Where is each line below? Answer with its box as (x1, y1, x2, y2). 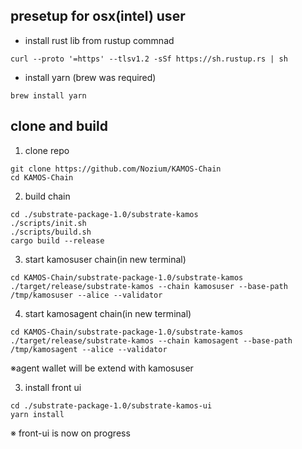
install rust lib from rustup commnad (24, 34, 175, 46)
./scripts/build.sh (10, 227, 92, 237)
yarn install (10, 409, 65, 419)
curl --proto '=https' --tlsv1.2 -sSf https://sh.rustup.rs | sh (10, 54, 288, 64)
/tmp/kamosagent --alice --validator (10, 344, 168, 354)
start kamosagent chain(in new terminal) (24, 307, 192, 319)
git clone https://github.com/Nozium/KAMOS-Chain (10, 164, 222, 174)
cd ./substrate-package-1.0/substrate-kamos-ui (10, 400, 213, 411)
